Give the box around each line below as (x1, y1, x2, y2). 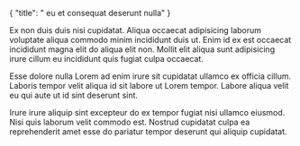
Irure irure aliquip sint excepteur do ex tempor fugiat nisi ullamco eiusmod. (9, 107, 286, 117)
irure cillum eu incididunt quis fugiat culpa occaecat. (9, 54, 205, 64)
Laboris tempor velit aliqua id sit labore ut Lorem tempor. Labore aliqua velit (9, 81, 289, 90)
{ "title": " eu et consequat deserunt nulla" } (9, 8, 171, 18)
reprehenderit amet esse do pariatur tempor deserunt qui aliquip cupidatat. (9, 126, 287, 137)
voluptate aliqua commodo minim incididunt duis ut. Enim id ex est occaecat (9, 35, 292, 45)
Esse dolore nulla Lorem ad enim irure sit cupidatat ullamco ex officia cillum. (9, 71, 291, 82)
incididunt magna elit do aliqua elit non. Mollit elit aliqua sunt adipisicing (9, 44, 276, 55)
